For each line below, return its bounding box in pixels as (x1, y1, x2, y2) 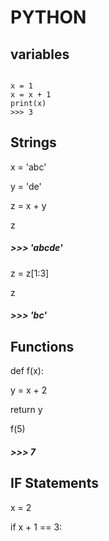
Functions (10, 338, 75, 355)
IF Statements (10, 475, 99, 492)
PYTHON (10, 6, 87, 29)
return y (10, 404, 43, 416)
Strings (10, 134, 57, 151)
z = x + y (10, 199, 47, 211)
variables (10, 46, 70, 63)
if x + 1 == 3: (10, 521, 63, 533)
